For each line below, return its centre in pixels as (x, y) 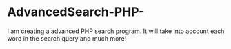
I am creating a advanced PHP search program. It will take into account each (116, 31)
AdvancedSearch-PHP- (76, 12)
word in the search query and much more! (67, 38)
